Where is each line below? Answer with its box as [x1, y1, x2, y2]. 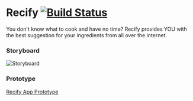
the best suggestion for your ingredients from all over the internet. [6, 31, 168, 38]
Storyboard [6, 46, 40, 54]
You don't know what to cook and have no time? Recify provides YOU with [6, 25, 188, 32]
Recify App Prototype [6, 88, 59, 95]
